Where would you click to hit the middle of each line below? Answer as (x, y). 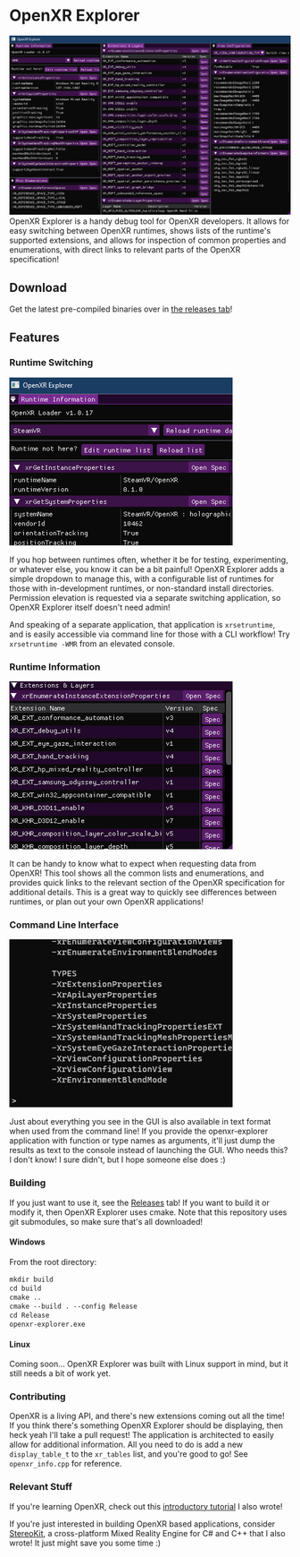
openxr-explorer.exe (48, 1324)
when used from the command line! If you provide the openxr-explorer (139, 1131)
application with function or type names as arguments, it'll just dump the (142, 1141)
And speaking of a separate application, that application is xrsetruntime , (142, 624)
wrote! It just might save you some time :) (85, 1543)
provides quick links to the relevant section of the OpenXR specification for (147, 883)
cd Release (29, 1315)
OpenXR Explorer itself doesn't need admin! (90, 607)
